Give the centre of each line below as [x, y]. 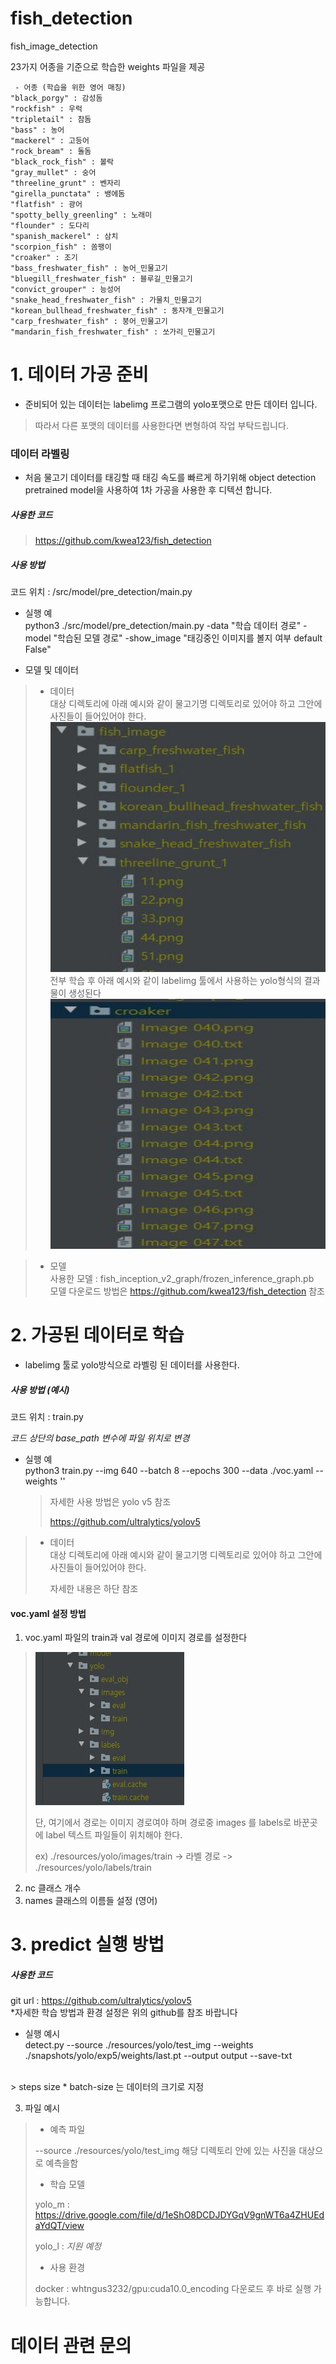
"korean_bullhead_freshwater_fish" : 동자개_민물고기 [117, 310]
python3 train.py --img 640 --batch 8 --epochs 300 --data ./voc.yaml [169, 1471]
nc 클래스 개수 [53, 1888]
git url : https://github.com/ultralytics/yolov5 [101, 2001]
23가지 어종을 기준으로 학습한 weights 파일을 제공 [108, 66]
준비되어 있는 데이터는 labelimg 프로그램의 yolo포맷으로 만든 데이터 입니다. [171, 404]
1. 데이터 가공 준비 [79, 374]
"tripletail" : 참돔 [51, 119]
